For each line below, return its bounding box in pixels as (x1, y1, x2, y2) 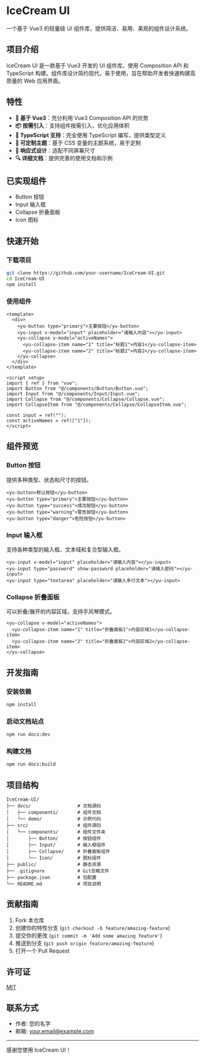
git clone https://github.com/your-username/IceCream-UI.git (6, 270, 165, 276)
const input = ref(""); (6, 412, 67, 418)
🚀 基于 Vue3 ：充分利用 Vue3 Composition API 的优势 (15, 114, 149, 121)
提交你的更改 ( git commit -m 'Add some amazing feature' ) (15, 932, 163, 939)
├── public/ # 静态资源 (6, 861, 102, 867)
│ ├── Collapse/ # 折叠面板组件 (6, 848, 110, 855)
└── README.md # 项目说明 (6, 881, 102, 887)
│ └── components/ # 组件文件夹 (6, 829, 106, 835)
